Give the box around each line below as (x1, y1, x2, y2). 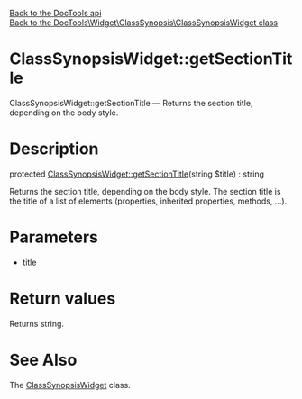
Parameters (9, 227, 99, 248)
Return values (9, 288, 116, 309)
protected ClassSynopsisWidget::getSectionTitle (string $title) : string (9, 168, 264, 179)
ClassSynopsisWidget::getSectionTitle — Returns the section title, (9, 97, 253, 108)
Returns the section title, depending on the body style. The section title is (9, 186, 281, 196)
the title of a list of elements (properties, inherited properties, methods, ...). (9, 195, 288, 206)
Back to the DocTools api (9, 8, 102, 18)
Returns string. (9, 318, 65, 329)
